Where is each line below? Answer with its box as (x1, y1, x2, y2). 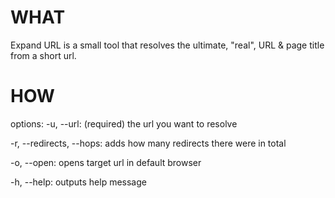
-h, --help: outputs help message (10, 176, 147, 188)
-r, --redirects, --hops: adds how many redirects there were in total (10, 137, 287, 149)
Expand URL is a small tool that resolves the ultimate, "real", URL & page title (10, 39, 325, 51)
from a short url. (10, 49, 77, 61)
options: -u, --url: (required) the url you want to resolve (10, 117, 238, 130)
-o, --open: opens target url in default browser (10, 156, 202, 168)
